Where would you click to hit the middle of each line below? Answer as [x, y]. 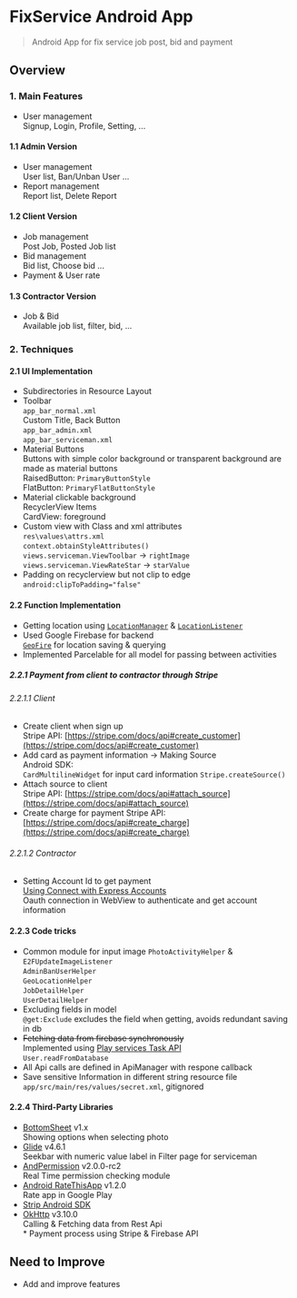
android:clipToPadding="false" [82, 585]
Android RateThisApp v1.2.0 [74, 1185]
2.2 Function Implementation [65, 605]
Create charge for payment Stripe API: [94, 813]
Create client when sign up [73, 726]
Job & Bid [40, 316]
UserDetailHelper [55, 1000]
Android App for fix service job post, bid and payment [132, 42]
